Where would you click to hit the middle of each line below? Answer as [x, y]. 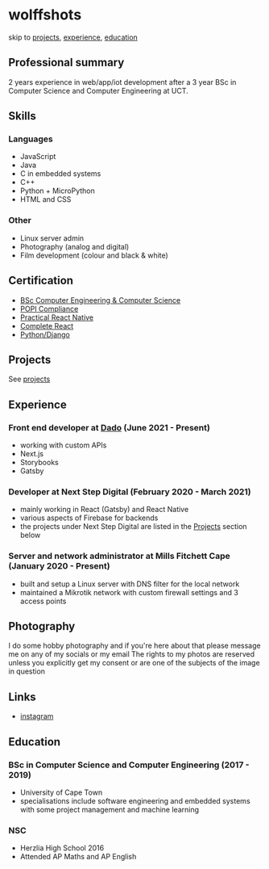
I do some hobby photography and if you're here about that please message [134, 646]
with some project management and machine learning [110, 809]
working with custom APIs [63, 445]
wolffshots [45, 15]
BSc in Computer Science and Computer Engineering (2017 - [129, 765]
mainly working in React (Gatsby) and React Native [104, 510]
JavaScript [38, 157]
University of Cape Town [61, 792]
